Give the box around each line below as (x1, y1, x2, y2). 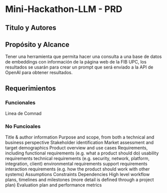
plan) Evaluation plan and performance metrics (5, 182, 102, 188)
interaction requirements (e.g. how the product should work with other (5, 166, 150, 172)
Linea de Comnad (5, 110, 41, 116)
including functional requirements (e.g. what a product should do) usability (5, 150, 159, 156)
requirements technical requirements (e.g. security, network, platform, (5, 155, 150, 161)
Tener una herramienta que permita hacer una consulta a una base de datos (5, 53, 162, 59)
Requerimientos (5, 84, 56, 92)
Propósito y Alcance (5, 40, 70, 48)
